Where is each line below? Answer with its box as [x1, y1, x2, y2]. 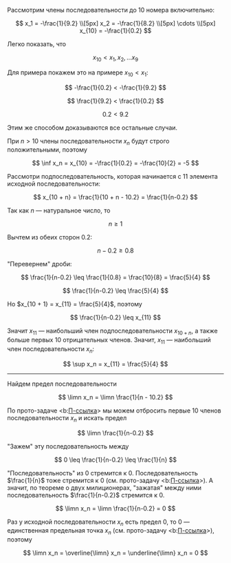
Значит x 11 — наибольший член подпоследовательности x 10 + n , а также [7, 327, 218, 337]
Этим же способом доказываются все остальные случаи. [7, 124, 177, 132]
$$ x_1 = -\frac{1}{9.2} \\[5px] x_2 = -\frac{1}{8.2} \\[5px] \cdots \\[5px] [15, 19, 216, 27]
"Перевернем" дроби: [7, 260, 72, 268]
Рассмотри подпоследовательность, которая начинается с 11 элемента [7, 172, 218, 181]
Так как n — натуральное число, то [7, 206, 111, 215]
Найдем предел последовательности [7, 379, 117, 388]
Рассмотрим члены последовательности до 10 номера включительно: [7, 6, 215, 14]
